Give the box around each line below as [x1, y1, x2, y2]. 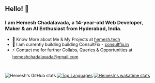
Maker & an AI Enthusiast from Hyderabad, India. [5, 25, 122, 32]
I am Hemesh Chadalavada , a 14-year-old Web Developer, [5, 19, 143, 26]
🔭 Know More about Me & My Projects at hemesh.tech [12, 36, 120, 42]
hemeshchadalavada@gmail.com [12, 54, 78, 59]
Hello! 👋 [5, 5, 29, 13]
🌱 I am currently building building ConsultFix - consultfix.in [12, 41, 129, 47]
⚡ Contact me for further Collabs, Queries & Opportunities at [12, 47, 133, 53]
